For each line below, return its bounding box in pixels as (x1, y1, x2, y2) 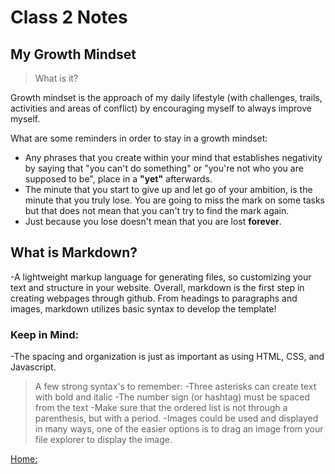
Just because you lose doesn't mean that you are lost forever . (24, 216, 282, 227)
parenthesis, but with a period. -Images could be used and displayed (34, 412, 319, 425)
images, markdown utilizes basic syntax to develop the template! (10, 302, 277, 315)
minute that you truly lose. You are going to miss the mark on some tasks (24, 194, 325, 206)
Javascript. (10, 361, 57, 373)
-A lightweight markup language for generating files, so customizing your (10, 271, 312, 283)
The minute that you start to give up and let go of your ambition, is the (24, 184, 313, 195)
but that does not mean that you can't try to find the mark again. (24, 205, 290, 216)
